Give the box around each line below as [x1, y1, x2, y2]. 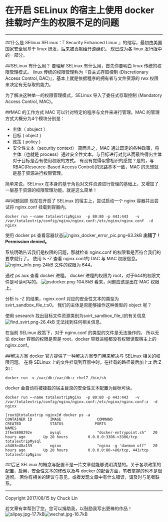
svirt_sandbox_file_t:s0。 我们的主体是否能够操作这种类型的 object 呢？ [5, 302, 152, 308]
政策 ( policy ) [12, 139, 41, 145]
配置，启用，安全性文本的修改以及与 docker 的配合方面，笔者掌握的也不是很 [5, 468, 162, 474]
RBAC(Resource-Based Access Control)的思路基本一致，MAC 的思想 [12, 164, 154, 170]
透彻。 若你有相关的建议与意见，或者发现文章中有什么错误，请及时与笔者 [5, 474, 155, 480]
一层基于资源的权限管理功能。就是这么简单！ [5, 187, 97, 193]
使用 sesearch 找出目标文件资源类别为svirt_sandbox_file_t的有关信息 [5, 312, 146, 319]
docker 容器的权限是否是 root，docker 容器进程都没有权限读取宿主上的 [10, 336, 156, 342]
